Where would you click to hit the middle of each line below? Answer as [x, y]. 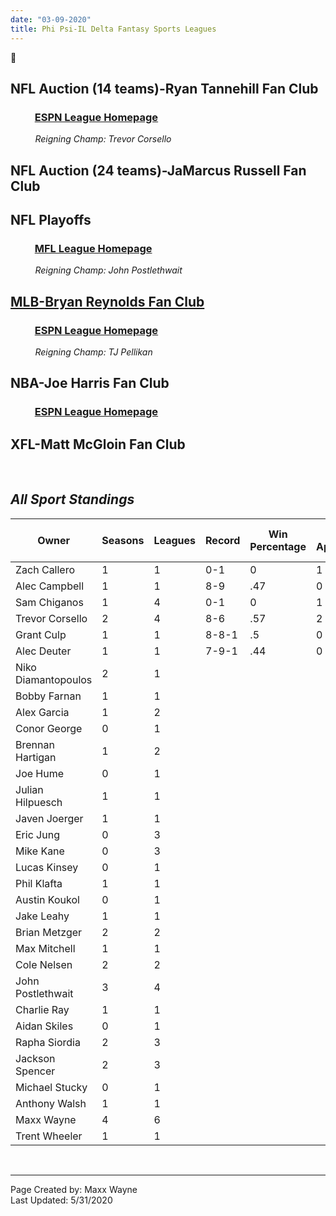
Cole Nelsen [44, 964]
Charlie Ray [42, 1009]
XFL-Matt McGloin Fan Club [98, 444]
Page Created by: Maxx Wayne [74, 1189]
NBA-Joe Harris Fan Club [90, 383]
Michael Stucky [51, 1087]
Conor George [49, 728]
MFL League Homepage [93, 248]
